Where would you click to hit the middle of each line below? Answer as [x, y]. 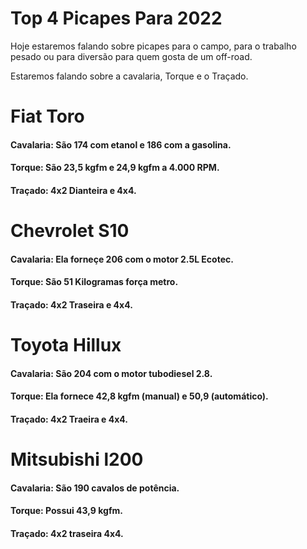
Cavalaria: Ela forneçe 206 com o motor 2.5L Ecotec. [122, 259]
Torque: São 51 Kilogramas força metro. [94, 282]
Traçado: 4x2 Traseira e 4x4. [71, 304]
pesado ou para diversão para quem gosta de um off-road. [131, 56]
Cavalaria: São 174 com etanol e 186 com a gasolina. [121, 144]
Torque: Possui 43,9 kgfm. [66, 511]
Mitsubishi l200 [77, 459]
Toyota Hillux [66, 345]
